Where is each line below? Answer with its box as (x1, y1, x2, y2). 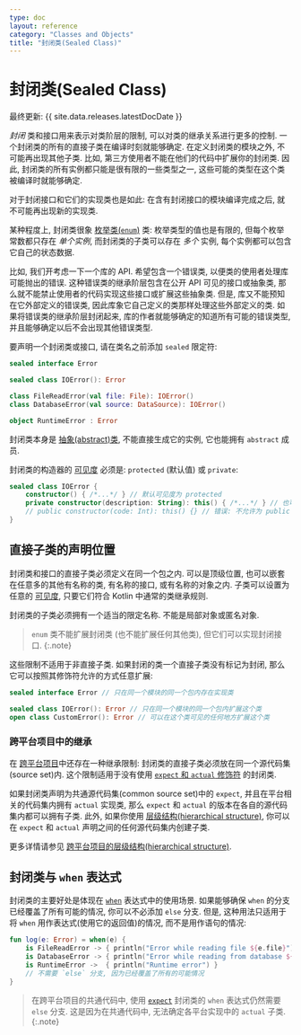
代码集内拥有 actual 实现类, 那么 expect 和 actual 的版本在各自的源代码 (24, 799, 288, 809)
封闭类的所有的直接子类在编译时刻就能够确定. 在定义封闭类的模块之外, (16, 141, 276, 153)
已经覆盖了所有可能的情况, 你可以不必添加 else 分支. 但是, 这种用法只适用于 (9, 907, 287, 917)
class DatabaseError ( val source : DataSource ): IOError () (9, 400, 227, 409)
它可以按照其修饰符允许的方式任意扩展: (9, 670, 154, 681)
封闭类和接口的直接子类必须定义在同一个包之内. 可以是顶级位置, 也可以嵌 (9, 568, 278, 579)
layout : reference (9, 22, 78, 31)
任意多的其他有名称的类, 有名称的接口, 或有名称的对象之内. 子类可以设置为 (16, 579, 289, 589)
